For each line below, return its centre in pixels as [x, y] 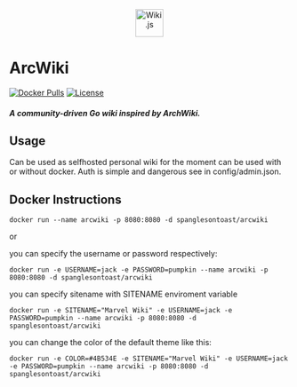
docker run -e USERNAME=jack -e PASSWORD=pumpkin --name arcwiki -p [139, 270]
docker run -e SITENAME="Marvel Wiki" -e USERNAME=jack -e [121, 311]
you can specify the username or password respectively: [113, 254]
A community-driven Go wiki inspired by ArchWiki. [105, 113]
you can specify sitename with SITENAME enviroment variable [124, 294]
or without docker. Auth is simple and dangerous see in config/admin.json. [145, 171]
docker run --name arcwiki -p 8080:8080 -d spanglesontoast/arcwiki [139, 220]
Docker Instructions [65, 199]
